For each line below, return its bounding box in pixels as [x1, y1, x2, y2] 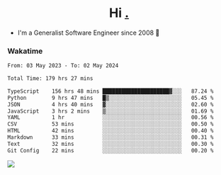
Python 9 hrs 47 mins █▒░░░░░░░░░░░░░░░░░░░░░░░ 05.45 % [7, 94, 214, 101]
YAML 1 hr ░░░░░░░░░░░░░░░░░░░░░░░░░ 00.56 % [7, 114, 214, 121]
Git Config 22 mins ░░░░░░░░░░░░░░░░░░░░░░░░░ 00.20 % [7, 147, 214, 154]
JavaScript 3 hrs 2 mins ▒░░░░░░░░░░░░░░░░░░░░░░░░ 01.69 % [7, 108, 214, 115]
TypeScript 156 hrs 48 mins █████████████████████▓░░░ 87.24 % [7, 87, 214, 95]
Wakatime [7, 46, 43, 56]
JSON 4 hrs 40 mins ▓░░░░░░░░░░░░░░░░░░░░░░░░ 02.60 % [7, 101, 214, 108]
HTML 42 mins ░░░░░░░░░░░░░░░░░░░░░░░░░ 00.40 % [7, 128, 214, 135]
